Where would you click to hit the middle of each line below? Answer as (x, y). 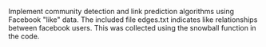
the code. (24, 36)
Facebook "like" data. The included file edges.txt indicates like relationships (133, 20)
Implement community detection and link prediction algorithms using (121, 11)
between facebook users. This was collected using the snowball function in (133, 28)
